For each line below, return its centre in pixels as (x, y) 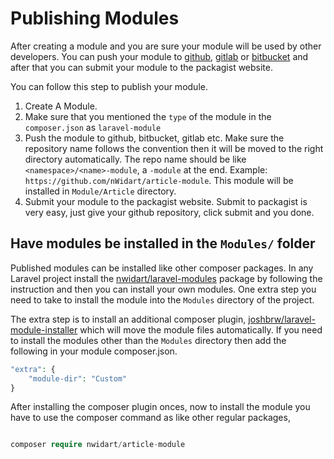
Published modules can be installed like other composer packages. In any (162, 268)
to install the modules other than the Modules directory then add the (148, 340)
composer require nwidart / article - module (98, 445)
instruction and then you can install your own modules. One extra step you (163, 289)
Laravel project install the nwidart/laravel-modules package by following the (166, 278)
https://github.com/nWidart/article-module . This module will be (159, 180)
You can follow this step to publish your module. (109, 86)
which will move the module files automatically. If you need (201, 329)
